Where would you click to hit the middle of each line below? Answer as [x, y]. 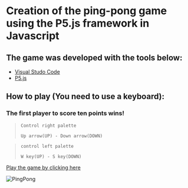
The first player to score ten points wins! [65, 113]
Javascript [33, 36]
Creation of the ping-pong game [86, 11]
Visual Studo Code [37, 72]
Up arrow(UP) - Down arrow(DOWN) [62, 136]
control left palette [47, 146]
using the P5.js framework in [78, 23]
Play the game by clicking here [43, 167]
